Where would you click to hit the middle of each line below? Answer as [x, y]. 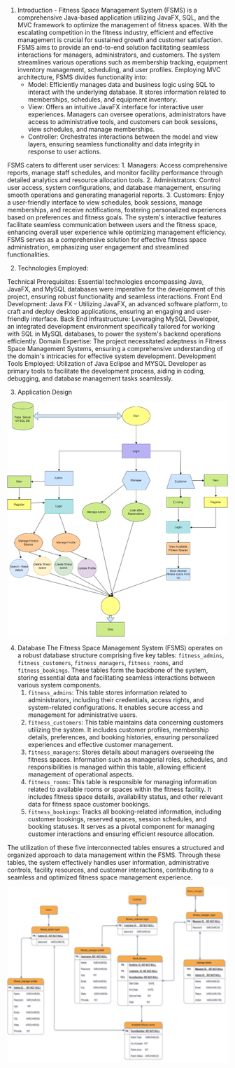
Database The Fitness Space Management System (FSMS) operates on [120, 648]
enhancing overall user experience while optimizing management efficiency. [117, 232]
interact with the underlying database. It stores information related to [127, 92]
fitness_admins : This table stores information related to [107, 692]
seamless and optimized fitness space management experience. [100, 877]
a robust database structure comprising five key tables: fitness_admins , [121, 655]
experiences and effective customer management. [100, 745]
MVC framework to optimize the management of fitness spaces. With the [122, 25]
